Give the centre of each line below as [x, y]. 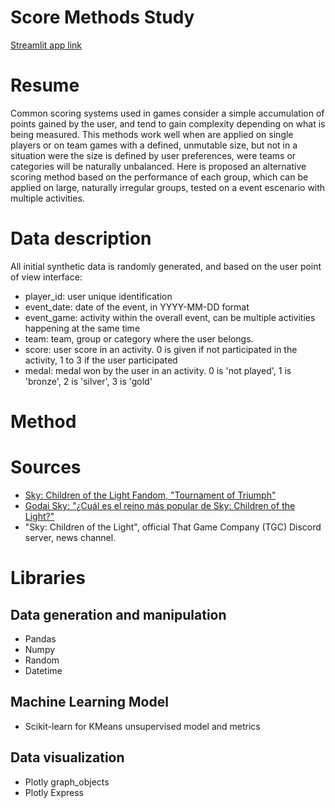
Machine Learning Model [89, 702]
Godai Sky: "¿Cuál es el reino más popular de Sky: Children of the [160, 505]
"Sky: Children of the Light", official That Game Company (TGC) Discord [173, 527]
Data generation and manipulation [118, 614]
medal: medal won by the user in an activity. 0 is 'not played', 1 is [158, 370]
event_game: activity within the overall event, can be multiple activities [170, 317]
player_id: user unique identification [98, 296]
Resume [45, 85]
